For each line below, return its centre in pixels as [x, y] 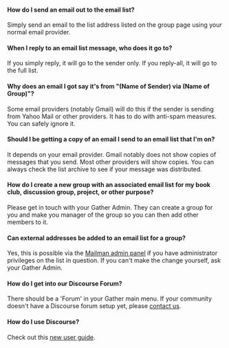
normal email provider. [39, 32]
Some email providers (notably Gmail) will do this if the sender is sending [111, 109]
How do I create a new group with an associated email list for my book [109, 185]
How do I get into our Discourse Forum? [65, 283]
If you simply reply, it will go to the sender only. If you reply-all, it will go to [112, 63]
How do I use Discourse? [43, 322]
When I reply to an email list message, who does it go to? [90, 47]
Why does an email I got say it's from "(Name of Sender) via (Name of [108, 86]
